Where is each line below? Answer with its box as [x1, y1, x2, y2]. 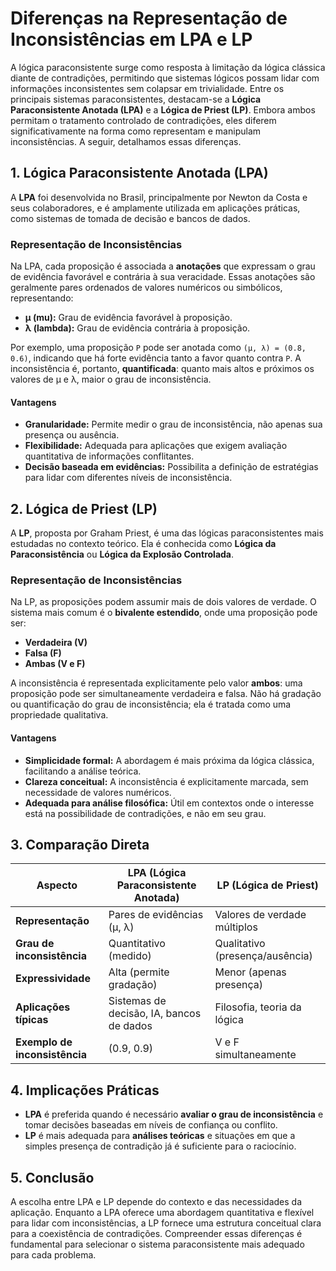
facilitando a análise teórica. [24, 765, 142, 777]
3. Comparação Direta [10, 836, 150, 853]
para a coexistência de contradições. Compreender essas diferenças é [10, 1228, 303, 1239]
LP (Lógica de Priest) [216, 878, 319, 892]
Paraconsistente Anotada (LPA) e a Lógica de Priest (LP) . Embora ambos [10, 103, 316, 116]
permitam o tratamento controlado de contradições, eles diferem [10, 114, 277, 126]
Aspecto [36, 878, 78, 892]
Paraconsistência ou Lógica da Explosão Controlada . [10, 548, 235, 561]
